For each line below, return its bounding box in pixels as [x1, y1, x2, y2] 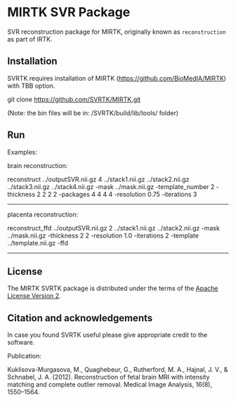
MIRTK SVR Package [7, 4, 131, 20]
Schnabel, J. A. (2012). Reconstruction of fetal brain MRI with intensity [7, 373, 210, 382]
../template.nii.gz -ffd [7, 238, 69, 247]
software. [7, 338, 35, 346]
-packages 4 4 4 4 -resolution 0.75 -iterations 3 [58, 190, 197, 198]
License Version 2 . [7, 292, 61, 300]
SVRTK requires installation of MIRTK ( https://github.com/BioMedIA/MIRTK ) [7, 74, 227, 82]
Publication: [7, 352, 42, 361]
